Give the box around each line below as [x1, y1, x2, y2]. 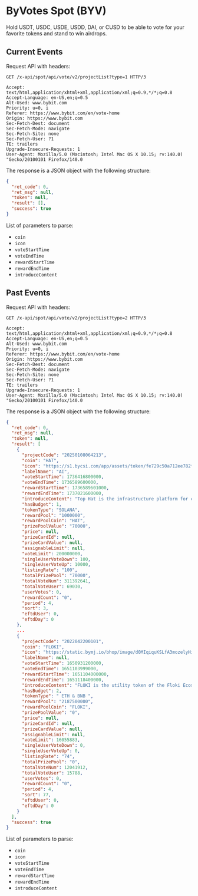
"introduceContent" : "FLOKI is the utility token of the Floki [21, 682, 181, 688]
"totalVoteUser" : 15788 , [21, 770, 83, 776]
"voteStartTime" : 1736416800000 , [21, 474, 104, 480]
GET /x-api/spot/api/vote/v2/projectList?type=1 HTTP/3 [6, 74, 146, 80]
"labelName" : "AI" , [21, 469, 70, 475]
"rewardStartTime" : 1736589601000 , [21, 485, 110, 491]
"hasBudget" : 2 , [21, 688, 62, 694]
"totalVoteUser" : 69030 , [21, 584, 83, 589]
